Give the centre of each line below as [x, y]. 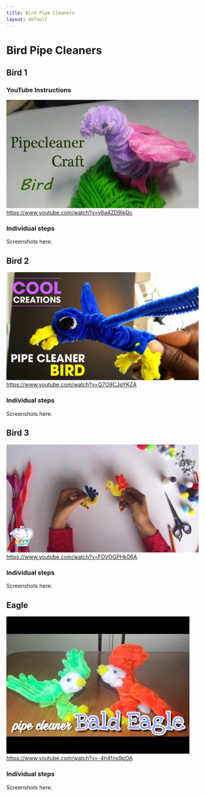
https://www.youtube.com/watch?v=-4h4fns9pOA [70, 758]
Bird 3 [18, 433]
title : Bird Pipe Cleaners [41, 13]
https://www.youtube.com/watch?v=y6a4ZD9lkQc [70, 212]
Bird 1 [17, 73]
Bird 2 [18, 261]
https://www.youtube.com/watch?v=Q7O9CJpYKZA [72, 385]
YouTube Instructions [39, 90]
